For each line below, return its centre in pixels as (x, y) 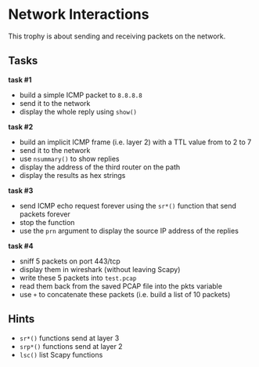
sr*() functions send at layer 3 (69, 338)
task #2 (21, 126)
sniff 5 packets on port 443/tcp (70, 261)
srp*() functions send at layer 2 (71, 346)
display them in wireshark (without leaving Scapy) (100, 269)
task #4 (21, 245)
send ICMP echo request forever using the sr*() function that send (128, 205)
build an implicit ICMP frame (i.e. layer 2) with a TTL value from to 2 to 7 (135, 142)
